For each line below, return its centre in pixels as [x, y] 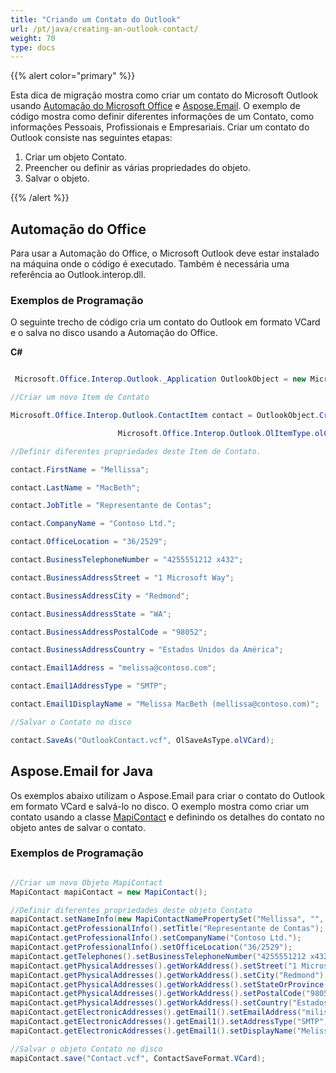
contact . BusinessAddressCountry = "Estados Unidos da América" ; [147, 650]
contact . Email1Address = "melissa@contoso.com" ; [113, 668]
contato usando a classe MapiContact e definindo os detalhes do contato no [167, 817]
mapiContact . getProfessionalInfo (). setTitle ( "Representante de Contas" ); [167, 929]
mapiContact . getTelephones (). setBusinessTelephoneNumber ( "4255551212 [158, 956]
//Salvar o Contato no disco [71, 722]
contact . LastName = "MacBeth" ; [75, 487]
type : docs [33, 47]
